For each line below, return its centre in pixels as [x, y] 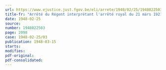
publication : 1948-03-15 [31, 42]
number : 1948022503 [25, 28]
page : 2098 [16, 33]
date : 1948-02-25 [23, 19]
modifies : [15, 51]
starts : [13, 46]
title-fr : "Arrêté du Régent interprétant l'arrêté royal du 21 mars [78, 14]
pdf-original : [20, 55]
